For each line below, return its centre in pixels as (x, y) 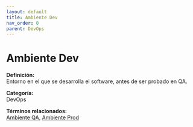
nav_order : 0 (23, 23)
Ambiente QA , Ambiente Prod (43, 117)
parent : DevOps (25, 29)
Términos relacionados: (37, 111)
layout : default (27, 12)
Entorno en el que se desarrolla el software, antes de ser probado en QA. (97, 81)
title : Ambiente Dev (32, 17)
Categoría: (20, 93)
